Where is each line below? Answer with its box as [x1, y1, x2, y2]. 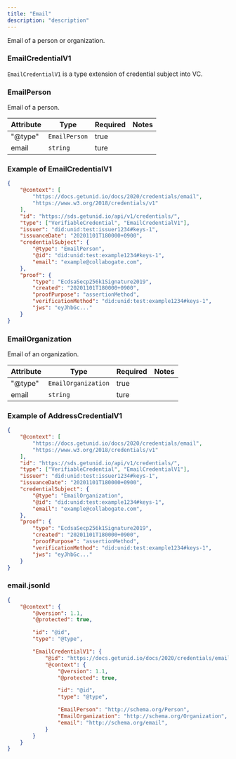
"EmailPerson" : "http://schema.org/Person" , [57, 706, 190, 713]
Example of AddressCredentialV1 [7, 410, 123, 420]
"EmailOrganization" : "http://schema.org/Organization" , [57, 713, 228, 720]
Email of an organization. [7, 349, 79, 358]
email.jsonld [7, 580, 51, 590]
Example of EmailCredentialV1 [7, 164, 112, 174]
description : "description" [7, 17, 90, 24]
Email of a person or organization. [7, 36, 105, 44]
